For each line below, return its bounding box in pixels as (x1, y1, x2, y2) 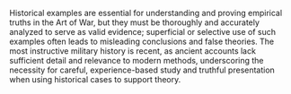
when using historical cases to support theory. (9, 74, 181, 84)
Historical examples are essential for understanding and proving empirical (9, 8, 283, 18)
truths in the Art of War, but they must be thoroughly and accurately (9, 17, 260, 28)
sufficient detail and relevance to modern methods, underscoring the (9, 56, 264, 65)
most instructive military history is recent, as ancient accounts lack (9, 46, 256, 56)
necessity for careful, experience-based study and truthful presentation (9, 64, 276, 75)
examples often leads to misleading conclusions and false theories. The (9, 36, 275, 47)
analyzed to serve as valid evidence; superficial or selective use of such (9, 27, 277, 37)
